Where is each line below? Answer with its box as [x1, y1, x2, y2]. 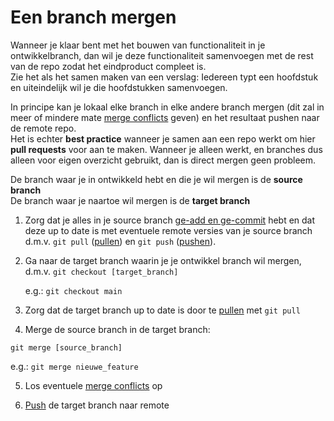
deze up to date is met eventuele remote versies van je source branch [24, 224, 313, 236]
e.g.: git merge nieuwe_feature [10, 360, 139, 372]
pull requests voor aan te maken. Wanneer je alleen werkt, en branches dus [10, 143, 323, 155]
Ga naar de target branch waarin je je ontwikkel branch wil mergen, [24, 254, 302, 266]
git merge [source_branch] [10, 342, 123, 353]
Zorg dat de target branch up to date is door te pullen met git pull [24, 304, 301, 316]
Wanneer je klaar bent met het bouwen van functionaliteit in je [10, 39, 266, 51]
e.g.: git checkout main [24, 284, 123, 296]
